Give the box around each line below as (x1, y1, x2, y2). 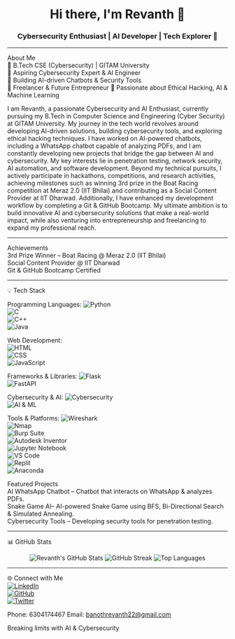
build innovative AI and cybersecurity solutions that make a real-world (7, 209, 209, 217)
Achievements (7, 244, 49, 252)
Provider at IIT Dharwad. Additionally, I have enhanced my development (7, 194, 213, 202)
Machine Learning (7, 91, 59, 99)
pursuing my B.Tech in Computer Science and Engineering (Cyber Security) (7, 112, 225, 121)
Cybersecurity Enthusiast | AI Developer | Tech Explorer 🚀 (17, 32, 218, 41)
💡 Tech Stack (7, 287, 46, 295)
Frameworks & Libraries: (7, 372, 78, 380)
